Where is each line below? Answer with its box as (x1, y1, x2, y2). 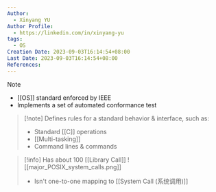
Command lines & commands (34, 142, 117, 150)
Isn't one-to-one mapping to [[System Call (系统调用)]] (34, 177, 189, 185)
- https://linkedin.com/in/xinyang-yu (13, 29, 125, 36)
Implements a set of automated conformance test (16, 100, 157, 109)
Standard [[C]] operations (34, 127, 108, 136)
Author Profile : (7, 23, 53, 30)
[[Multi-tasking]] (34, 135, 81, 143)
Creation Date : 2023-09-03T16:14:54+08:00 (7, 49, 130, 56)
